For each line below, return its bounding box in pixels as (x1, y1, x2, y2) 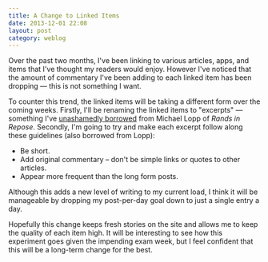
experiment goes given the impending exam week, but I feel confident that (8, 236, 254, 246)
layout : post (8, 26, 52, 34)
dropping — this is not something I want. (8, 81, 142, 91)
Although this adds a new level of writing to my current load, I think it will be (8, 187, 258, 196)
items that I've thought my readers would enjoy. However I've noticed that (8, 65, 252, 74)
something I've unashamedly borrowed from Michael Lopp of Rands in (8, 113, 241, 124)
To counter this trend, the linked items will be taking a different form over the (8, 97, 261, 106)
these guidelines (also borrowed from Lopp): (8, 131, 155, 141)
